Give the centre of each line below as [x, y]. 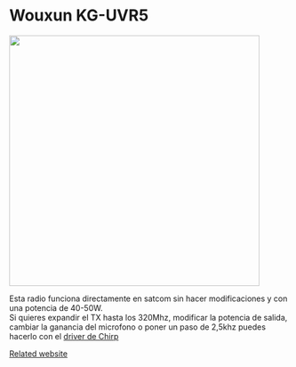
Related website [39, 354]
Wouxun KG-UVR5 [79, 16]
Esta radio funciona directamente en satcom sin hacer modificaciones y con [148, 298]
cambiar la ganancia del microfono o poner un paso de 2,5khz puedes [138, 327]
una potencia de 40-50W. [56, 307]
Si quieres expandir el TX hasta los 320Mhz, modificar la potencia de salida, [148, 317]
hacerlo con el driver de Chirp [64, 336]
